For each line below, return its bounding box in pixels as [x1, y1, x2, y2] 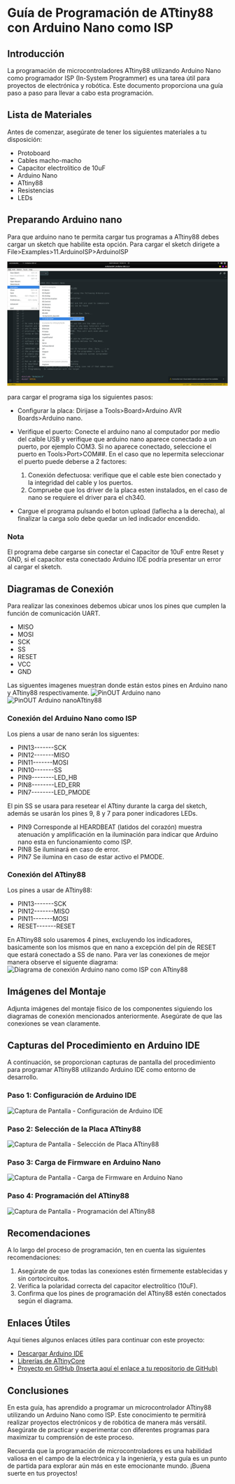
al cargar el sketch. [7, 563, 63, 571]
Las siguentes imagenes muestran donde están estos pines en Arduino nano [7, 681, 228, 689]
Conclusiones [7, 1384, 69, 1396]
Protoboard [17, 149, 50, 157]
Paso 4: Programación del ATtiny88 [7, 1191, 129, 1201]
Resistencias [17, 186, 55, 194]
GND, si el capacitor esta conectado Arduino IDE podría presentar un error [7, 555, 222, 564]
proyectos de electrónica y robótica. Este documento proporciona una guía [7, 81, 224, 89]
